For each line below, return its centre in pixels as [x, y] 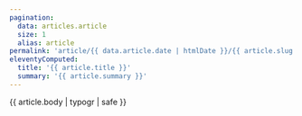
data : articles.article [62, 26]
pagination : [32, 18]
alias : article [46, 43]
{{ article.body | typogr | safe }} [68, 102]
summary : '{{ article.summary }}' [82, 76]
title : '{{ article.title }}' [74, 68]
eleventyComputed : [44, 59]
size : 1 [32, 34]
